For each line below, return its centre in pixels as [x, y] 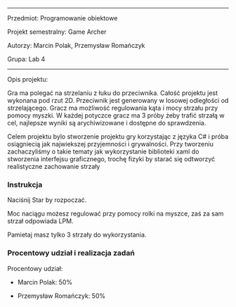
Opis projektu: [28, 79]
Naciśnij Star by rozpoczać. [47, 200]
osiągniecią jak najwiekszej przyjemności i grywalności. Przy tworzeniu [111, 144]
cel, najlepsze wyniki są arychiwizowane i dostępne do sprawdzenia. [107, 123]
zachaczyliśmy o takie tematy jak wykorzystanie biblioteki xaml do [103, 151]
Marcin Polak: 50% [45, 282]
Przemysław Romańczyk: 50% [61, 296]
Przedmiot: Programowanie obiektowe [63, 18]
